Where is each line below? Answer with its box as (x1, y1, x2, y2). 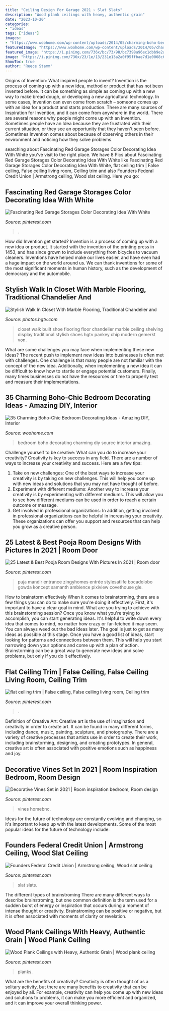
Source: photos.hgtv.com (5, 316, 58, 322)
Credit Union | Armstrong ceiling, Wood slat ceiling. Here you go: (5, 173, 139, 179)
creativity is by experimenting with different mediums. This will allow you (12, 491, 163, 497)
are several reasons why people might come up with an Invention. (5, 115, 142, 121)
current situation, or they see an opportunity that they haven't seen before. (5, 126, 160, 132)
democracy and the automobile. (5, 271, 71, 277)
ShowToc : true (5, 59, 35, 64)
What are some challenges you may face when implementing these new (5, 346, 154, 352)
